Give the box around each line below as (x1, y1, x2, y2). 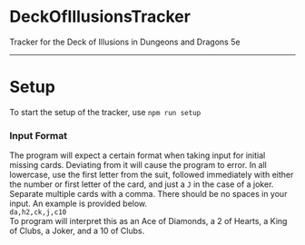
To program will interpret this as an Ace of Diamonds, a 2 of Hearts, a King (9, 216, 288, 227)
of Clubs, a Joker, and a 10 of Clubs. (9, 225, 145, 237)
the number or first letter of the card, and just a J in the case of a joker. (9, 179, 274, 190)
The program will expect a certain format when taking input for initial (9, 150, 266, 161)
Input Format (9, 129, 68, 142)
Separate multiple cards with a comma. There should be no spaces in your (9, 189, 288, 200)
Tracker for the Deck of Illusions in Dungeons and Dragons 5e (9, 36, 241, 47)
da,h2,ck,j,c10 (9, 208, 67, 217)
